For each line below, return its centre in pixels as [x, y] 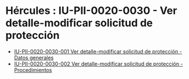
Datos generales [34, 58]
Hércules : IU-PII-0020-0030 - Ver [91, 11]
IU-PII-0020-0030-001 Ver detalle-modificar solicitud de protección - [98, 51]
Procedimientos [33, 70]
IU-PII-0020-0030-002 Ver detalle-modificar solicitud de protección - [98, 64]
